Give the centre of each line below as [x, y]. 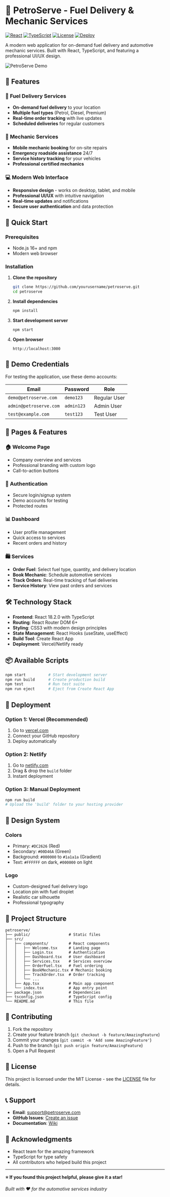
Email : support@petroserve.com [47, 1113]
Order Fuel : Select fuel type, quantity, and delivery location [74, 570]
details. [13, 1084]
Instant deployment [33, 776]
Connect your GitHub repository [46, 736]
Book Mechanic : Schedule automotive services [62, 575]
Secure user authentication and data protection [63, 207]
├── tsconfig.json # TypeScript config [59, 997]
